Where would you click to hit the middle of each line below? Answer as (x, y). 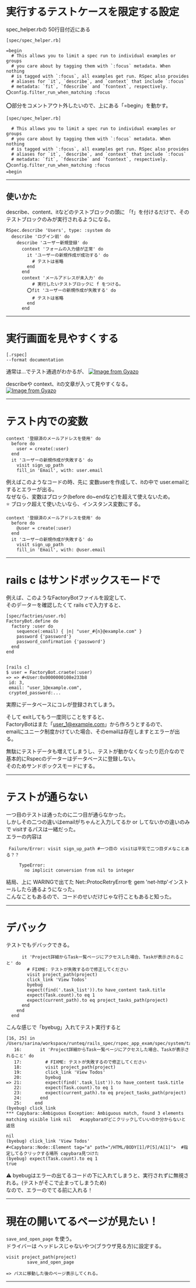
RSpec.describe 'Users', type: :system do (58, 230)
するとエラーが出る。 (32, 489)
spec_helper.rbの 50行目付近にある (48, 29)
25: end (28, 1103)
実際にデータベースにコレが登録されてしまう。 (62, 704)
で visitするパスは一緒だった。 (42, 829)
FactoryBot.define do (32, 621)
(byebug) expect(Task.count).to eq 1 (52, 1159)
